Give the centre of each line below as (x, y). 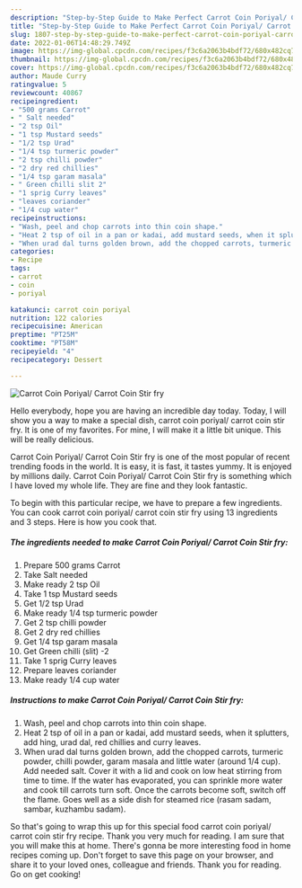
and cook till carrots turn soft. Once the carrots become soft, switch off (155, 790)
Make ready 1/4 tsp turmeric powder (90, 613)
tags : (20, 269)
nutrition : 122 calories (56, 318)
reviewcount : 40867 (47, 93)
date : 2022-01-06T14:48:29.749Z (70, 43)
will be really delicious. (52, 439)
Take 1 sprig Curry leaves (70, 661)
